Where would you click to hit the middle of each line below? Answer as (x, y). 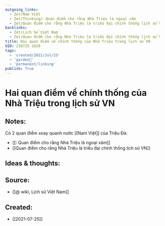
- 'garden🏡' (22, 60)
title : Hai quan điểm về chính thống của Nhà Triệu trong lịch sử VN (78, 42)
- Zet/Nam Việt (25, 14)
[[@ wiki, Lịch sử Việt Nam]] (41, 192)
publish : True (20, 69)
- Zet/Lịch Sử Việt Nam (34, 32)
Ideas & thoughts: (33, 164)
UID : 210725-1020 (23, 46)
